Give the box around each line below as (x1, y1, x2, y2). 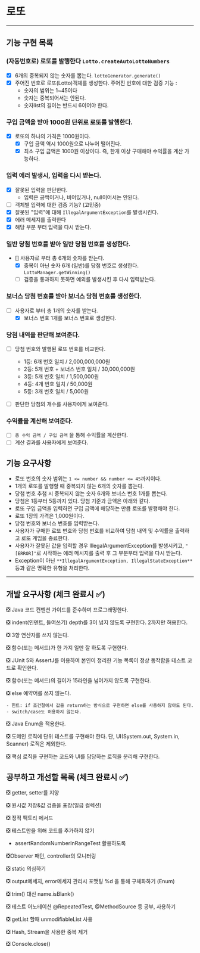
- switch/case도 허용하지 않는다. (6, 709, 82, 715)
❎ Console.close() (6, 940, 51, 947)
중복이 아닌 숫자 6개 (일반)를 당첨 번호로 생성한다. (23, 262, 139, 269)
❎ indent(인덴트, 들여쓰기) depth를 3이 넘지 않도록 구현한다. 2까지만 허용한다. (6, 619, 188, 626)
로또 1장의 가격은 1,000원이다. (14, 513, 85, 520)
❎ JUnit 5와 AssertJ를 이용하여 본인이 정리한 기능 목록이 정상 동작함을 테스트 (6, 657, 186, 664)
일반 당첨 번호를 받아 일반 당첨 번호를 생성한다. (6, 240, 131, 248)
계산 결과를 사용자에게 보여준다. (14, 439, 88, 446)
